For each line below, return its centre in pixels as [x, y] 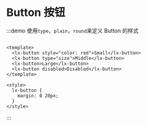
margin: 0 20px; [38, 95]
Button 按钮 [36, 13]
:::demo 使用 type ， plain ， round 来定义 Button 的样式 [73, 31]
